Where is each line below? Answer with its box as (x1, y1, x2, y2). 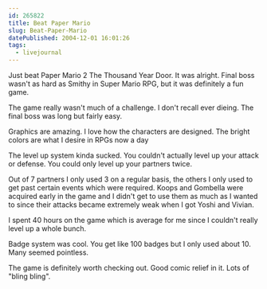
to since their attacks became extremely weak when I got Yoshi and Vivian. (8, 200, 255, 209)
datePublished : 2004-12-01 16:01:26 (8, 33, 130, 42)
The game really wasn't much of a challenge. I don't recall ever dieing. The (8, 103, 254, 112)
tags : (8, 41, 26, 49)
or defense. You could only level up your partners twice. (8, 159, 193, 168)
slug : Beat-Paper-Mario (8, 26, 88, 34)
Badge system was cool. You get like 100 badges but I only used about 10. (8, 240, 251, 248)
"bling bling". (8, 271, 51, 281)
